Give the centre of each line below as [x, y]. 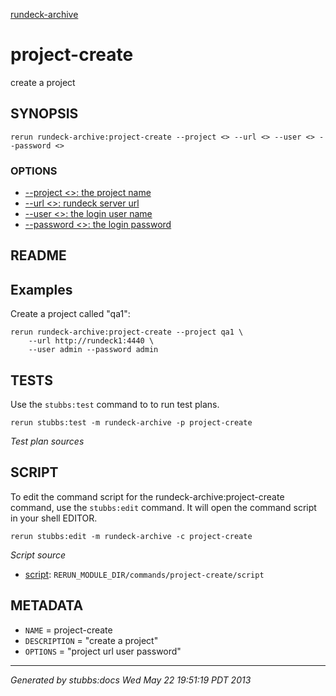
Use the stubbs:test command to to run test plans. [115, 405]
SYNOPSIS [44, 114]
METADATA [47, 605]
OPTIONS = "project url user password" [103, 651]
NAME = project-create [68, 630]
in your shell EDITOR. [54, 518]
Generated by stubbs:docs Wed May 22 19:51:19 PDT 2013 [131, 680]
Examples [41, 289]
